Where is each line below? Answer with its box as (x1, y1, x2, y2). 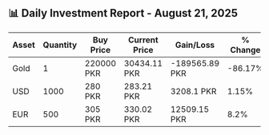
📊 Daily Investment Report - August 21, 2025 (8, 6, 239, 20)
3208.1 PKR (170, 85, 217, 97)
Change (230, 44, 261, 55)
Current (127, 34, 159, 46)
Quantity (42, 39, 78, 50)
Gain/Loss (175, 39, 215, 50)
